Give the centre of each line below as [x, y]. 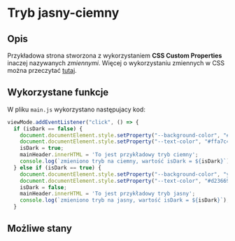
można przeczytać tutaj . [42, 70]
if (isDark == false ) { [48, 129]
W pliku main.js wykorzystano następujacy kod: [76, 109]
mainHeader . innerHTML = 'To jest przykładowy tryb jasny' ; [108, 194]
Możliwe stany [40, 229]
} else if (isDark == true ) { [57, 167]
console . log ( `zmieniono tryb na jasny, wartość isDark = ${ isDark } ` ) [123, 200]
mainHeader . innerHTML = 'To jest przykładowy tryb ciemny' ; [109, 155]
